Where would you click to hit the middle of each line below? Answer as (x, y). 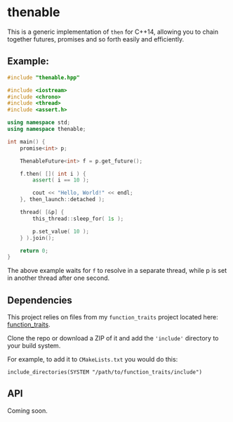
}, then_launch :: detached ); (62, 200)
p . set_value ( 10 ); (61, 231)
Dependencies (40, 300)
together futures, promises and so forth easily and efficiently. (96, 39)
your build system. (34, 346)
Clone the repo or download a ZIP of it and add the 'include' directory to (113, 338)
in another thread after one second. (59, 278)
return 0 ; (34, 250)
